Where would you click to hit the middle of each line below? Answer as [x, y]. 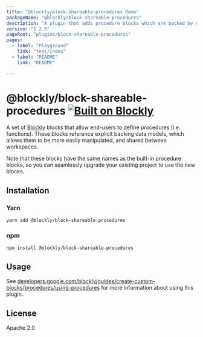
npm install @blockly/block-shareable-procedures [70, 248]
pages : [14, 40]
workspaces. [22, 147]
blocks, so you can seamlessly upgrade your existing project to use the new [101, 165]
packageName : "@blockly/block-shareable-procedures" [74, 18]
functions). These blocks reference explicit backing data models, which [95, 134]
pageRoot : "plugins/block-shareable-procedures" [69, 35]
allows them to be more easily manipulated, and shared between [87, 141]
